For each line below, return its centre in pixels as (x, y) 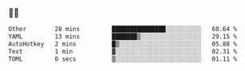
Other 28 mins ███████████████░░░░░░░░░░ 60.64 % (123, 30)
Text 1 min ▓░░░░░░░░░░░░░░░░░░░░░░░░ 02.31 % (123, 51)
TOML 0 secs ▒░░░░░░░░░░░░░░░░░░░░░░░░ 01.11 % (123, 59)
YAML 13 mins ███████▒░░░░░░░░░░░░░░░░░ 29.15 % (123, 37)
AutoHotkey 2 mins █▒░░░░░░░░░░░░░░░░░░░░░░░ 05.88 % (123, 44)
